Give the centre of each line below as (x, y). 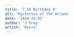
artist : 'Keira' (21, 27)
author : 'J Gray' (22, 23)
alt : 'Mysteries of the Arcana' (37, 14)
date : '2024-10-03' (25, 18)
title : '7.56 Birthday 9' (31, 9)
